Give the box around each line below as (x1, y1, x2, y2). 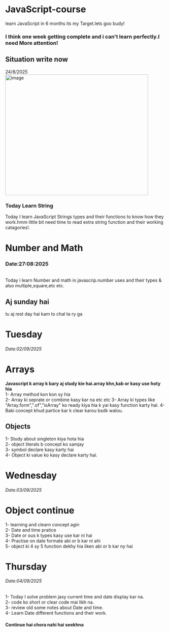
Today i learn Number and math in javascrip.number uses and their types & (5, 277, 162, 283)
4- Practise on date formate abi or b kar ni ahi (5, 537, 100, 544)
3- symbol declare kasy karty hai (5, 446, 74, 453)
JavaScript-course (5, 4, 86, 15)
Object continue (5, 504, 75, 516)
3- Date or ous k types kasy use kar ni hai (5, 532, 92, 538)
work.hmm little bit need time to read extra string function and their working (5, 219, 163, 225)
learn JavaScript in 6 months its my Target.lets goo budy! (5, 20, 125, 26)
